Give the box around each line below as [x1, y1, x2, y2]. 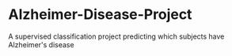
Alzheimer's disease [8, 39, 74, 49]
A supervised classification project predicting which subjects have [8, 32, 225, 41]
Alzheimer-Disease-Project [8, 6, 192, 24]
